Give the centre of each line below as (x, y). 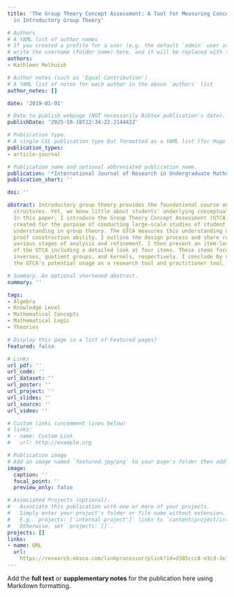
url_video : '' (28, 411)
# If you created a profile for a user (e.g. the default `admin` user (113, 46)
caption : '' (31, 474)
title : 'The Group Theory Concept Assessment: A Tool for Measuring (109, 14)
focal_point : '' (37, 481)
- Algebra (22, 301)
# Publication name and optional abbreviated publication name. (102, 167)
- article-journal (34, 154)
